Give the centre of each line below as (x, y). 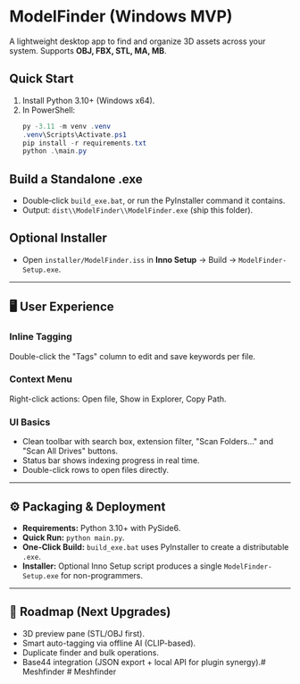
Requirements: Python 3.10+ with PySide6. (101, 528)
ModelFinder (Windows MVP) (121, 17)
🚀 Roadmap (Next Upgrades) (90, 612)
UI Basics (30, 422)
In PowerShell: (49, 110)
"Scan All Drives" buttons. (70, 451)
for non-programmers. (102, 575)
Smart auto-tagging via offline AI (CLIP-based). (109, 643)
